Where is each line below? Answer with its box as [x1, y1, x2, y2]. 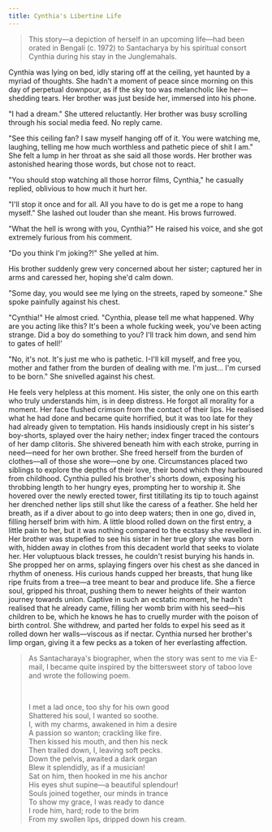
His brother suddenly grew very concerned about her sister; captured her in [8, 263, 262, 273]
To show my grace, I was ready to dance [28, 797, 165, 807]
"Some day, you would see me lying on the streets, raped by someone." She [8, 288, 263, 297]
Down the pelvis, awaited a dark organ [28, 753, 158, 764]
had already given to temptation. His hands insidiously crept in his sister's [8, 422, 255, 431]
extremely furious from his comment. [8, 232, 132, 242]
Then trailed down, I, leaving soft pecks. [28, 745, 163, 755]
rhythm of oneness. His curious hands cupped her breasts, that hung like [8, 568, 253, 578]
